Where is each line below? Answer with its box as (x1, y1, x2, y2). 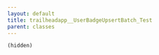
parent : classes (7, 23, 55, 30)
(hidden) (7, 42, 33, 49)
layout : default (7, 10, 55, 17)
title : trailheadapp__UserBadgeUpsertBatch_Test (7, 17, 153, 24)
